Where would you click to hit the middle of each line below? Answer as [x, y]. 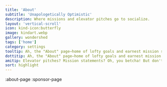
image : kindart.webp [27, 33]
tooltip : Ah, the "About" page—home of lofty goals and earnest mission [82, 51]
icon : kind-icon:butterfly [33, 28]
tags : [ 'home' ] [21, 42]
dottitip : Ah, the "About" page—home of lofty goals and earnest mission [83, 56]
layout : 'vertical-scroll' [33, 24]
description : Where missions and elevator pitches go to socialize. [78, 19]
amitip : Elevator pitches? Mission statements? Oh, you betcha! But [78, 61]
